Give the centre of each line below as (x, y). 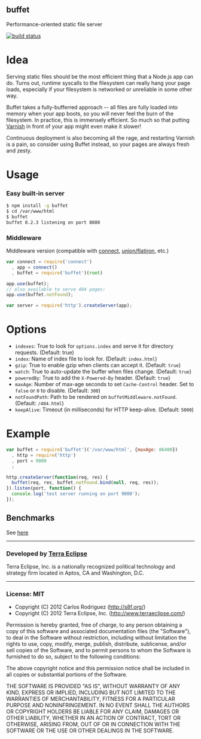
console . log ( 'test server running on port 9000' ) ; (76, 494)
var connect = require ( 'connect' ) (49, 262)
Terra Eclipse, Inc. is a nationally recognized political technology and (91, 567)
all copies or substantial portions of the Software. (67, 674)
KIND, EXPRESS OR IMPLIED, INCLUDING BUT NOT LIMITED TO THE (91, 692)
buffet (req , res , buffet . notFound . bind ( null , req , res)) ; (86, 483)
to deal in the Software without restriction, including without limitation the (96, 638)
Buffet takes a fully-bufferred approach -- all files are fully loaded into (92, 107)
